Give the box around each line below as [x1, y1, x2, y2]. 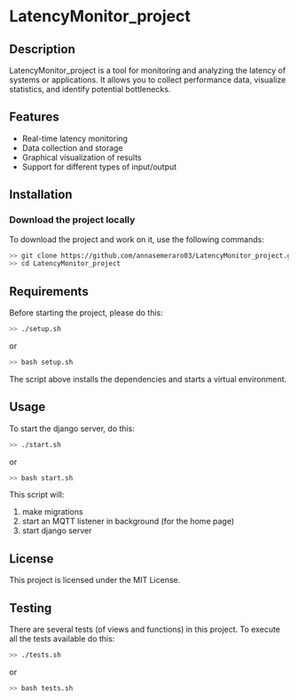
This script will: [9, 490, 65, 500]
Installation [9, 187, 73, 202]
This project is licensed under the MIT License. [9, 575, 181, 586]
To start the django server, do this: [9, 423, 135, 434]
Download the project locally [9, 214, 136, 226]
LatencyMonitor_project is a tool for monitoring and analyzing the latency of [9, 65, 286, 75]
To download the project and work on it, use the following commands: [9, 233, 264, 245]
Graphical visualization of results [21, 152, 142, 162]
